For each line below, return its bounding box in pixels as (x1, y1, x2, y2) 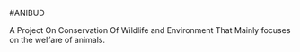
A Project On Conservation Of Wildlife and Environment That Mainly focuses (9, 25, 291, 35)
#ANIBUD (9, 8, 45, 18)
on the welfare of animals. (9, 35, 106, 45)
